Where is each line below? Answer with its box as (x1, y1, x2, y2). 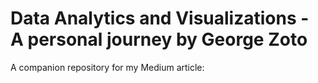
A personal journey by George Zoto (10, 28, 308, 51)
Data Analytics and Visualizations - (10, 7, 310, 30)
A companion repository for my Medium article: (10, 61, 205, 73)
